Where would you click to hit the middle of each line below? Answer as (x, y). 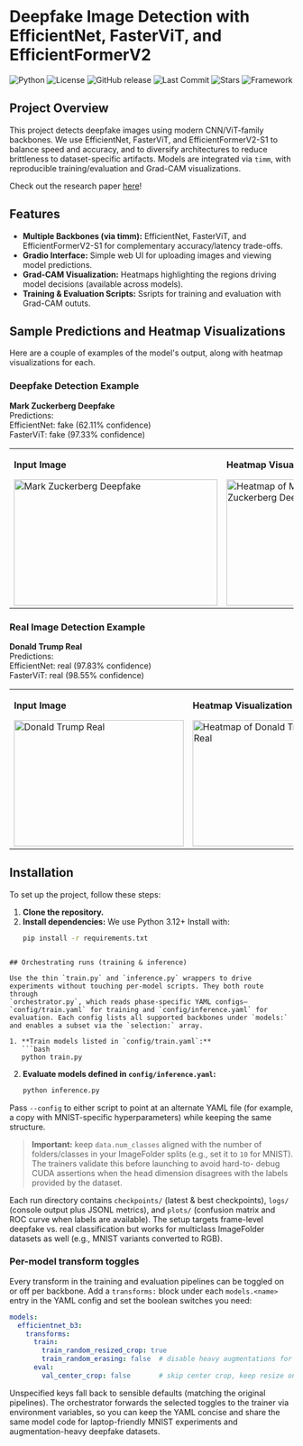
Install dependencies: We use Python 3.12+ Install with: (126, 921)
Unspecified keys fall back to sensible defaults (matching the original (138, 1393)
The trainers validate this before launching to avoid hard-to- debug (156, 1163)
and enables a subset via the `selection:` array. (106, 1026)
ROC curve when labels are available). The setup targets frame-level (137, 1219)
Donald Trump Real (46, 646)
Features (35, 214)
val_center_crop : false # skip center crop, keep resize (163, 1376)
